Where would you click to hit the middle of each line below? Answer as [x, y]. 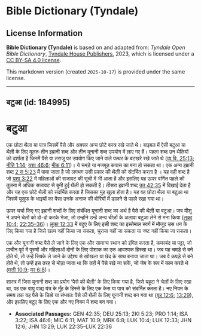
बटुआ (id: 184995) [38, 103]
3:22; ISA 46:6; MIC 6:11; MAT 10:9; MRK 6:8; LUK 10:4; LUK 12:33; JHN [103, 320]
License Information [44, 33]
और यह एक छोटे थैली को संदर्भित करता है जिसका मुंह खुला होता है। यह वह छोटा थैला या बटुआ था [98, 192]
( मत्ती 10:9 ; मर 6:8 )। [28, 270]
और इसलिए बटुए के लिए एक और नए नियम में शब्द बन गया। [62, 302]
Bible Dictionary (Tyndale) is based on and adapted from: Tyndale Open [96, 47]
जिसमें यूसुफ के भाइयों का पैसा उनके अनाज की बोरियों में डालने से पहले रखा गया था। [85, 199]
